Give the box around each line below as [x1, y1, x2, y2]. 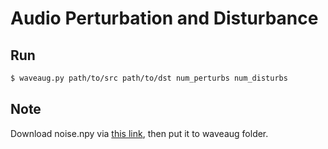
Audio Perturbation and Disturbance [10, 7, 319, 30]
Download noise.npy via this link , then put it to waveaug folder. [10, 127, 269, 139]
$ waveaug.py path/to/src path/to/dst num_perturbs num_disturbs [10, 73, 288, 83]
